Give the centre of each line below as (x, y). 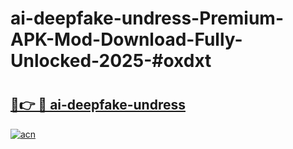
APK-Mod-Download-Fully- (126, 39)
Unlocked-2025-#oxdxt (111, 61)
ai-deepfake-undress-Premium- (147, 18)
